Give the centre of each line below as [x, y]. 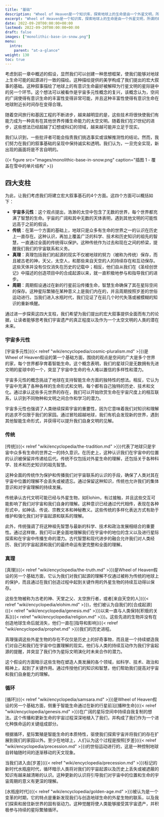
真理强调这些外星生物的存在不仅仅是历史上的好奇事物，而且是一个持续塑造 [80, 639]
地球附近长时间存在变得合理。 [35, 104]
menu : [10, 41]
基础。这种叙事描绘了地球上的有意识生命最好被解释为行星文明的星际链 [84, 86]
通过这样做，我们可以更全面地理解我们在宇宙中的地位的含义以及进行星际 [86, 532]
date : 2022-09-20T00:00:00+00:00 [39, 23]
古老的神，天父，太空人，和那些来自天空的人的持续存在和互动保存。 [89, 261]
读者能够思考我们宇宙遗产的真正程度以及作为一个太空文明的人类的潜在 [88, 320]
